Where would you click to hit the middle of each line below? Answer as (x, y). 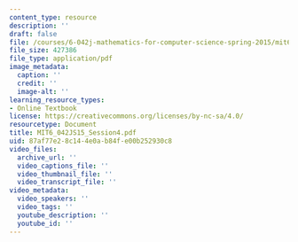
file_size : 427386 (43, 51)
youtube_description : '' (63, 215)
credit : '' (37, 83)
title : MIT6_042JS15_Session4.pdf (73, 133)
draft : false (33, 34)
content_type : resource (53, 17)
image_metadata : (39, 67)
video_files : (33, 149)
